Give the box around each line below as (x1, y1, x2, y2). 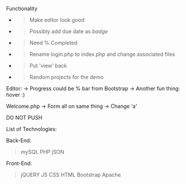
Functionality (6, 5, 38, 12)
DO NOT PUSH (6, 114, 43, 121)
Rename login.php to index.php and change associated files (29, 51, 175, 58)
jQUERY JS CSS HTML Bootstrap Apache (20, 171, 121, 178)
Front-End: (6, 160, 32, 167)
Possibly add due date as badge (29, 28, 108, 35)
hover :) (6, 91, 25, 98)
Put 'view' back (29, 62, 67, 69)
